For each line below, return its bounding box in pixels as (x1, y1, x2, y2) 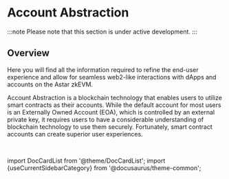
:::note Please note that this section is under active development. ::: (7, 27, 198, 36)
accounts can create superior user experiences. (7, 130, 143, 138)
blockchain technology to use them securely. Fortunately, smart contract (7, 122, 213, 131)
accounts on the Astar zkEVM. (7, 80, 94, 88)
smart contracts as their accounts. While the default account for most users (7, 101, 221, 109)
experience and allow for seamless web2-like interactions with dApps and (7, 73, 217, 81)
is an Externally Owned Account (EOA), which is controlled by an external (7, 108, 215, 116)
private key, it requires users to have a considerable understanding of (7, 115, 204, 123)
